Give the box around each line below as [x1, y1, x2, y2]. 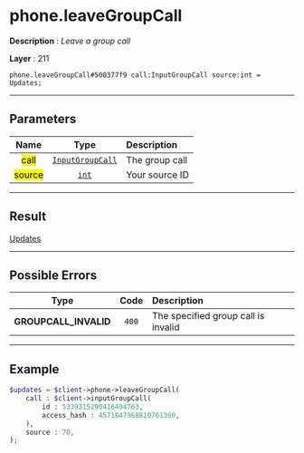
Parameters [9, 111, 77, 127]
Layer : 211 [9, 53, 50, 63]
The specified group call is [152, 310, 265, 323]
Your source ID [126, 169, 190, 181]
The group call [126, 153, 188, 166]
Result [9, 209, 47, 225]
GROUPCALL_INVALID [14, 315, 111, 328]
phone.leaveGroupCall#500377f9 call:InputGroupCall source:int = [9, 70, 261, 80]
